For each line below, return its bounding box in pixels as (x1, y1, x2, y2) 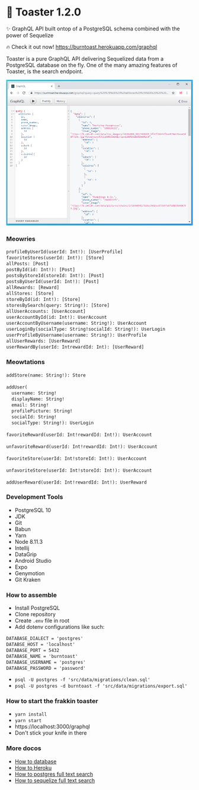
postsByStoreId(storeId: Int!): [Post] (6, 273, 105, 279)
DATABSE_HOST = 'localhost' (6, 642, 76, 648)
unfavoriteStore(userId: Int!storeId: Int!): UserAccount (6, 467, 152, 474)
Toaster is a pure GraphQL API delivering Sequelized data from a (6, 55, 164, 62)
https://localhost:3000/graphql (14, 723, 90, 731)
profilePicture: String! (11, 407, 73, 414)
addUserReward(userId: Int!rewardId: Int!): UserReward (6, 479, 147, 485)
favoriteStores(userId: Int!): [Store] (6, 255, 105, 261)
